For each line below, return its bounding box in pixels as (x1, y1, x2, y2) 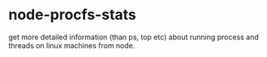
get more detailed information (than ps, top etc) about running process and (8, 32, 260, 42)
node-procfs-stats (8, 6, 136, 24)
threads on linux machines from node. (8, 40, 136, 50)
